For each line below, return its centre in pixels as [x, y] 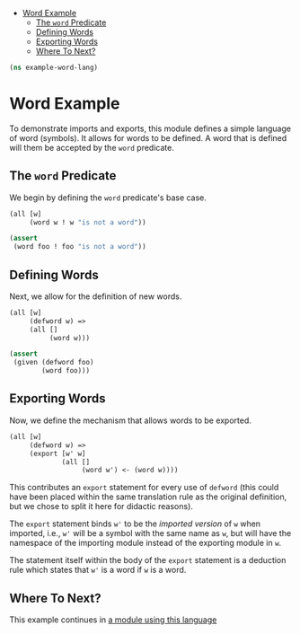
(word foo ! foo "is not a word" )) [79, 247]
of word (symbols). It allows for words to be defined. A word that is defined [148, 137]
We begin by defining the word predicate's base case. [108, 198]
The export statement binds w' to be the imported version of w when [135, 524]
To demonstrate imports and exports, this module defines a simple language [150, 128]
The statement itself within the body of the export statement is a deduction [148, 560]
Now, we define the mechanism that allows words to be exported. [130, 420]
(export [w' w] [58, 453]
